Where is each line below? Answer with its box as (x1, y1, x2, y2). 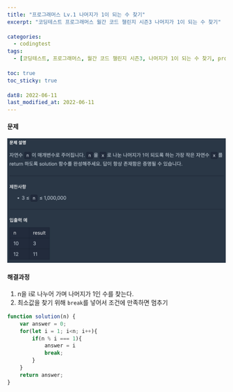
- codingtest (13, 40, 51, 48)
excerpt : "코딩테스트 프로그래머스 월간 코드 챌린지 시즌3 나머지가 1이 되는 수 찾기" (7, 18, 221, 26)
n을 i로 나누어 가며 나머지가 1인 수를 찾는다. (17, 289, 134, 298)
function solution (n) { (7, 313, 76, 320)
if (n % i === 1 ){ (32, 335, 82, 342)
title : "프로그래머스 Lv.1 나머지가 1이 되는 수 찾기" (7, 11, 146, 18)
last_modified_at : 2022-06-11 (7, 99, 95, 106)
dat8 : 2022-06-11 (7, 92, 58, 99)
